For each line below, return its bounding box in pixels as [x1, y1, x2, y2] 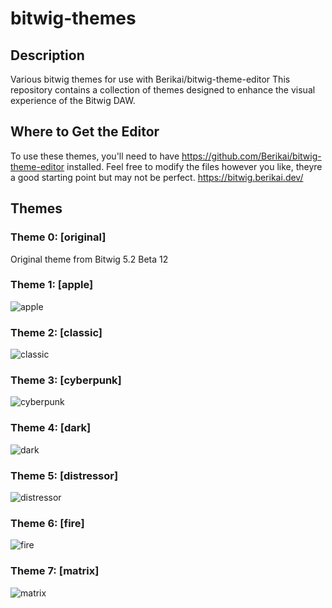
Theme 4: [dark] [10, 421, 92, 435]
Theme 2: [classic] [10, 325, 103, 339]
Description [10, 47, 85, 64]
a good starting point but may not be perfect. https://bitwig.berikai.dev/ [10, 171, 304, 183]
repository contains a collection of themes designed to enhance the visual [10, 84, 316, 96]
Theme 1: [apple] [10, 278, 94, 292]
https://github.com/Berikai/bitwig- [181, 150, 322, 162]
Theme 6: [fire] [10, 516, 85, 530]
